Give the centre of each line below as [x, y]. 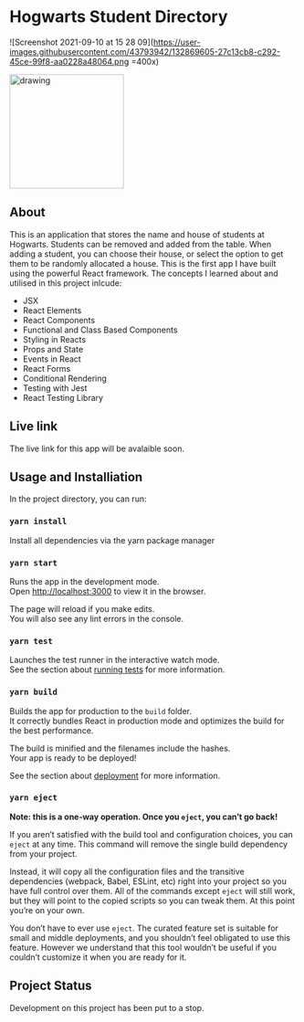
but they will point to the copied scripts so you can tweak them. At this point [152, 901]
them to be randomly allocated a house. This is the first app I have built [143, 263]
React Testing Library [63, 397]
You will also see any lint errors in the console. [97, 618]
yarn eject [33, 798]
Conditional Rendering [65, 378]
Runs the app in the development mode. [84, 581]
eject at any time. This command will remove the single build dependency [149, 844]
